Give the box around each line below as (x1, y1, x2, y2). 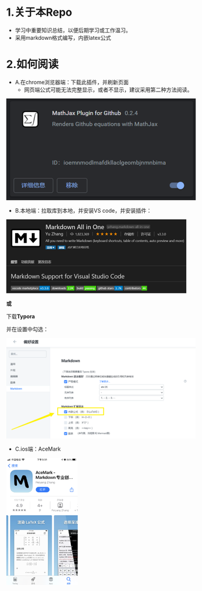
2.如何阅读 (6, 58, 59, 71)
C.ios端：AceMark (14, 445, 61, 452)
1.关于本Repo (6, 5, 72, 19)
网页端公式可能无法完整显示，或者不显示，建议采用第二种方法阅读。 (23, 86, 193, 93)
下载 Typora (6, 313, 35, 320)
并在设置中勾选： (6, 325, 49, 333)
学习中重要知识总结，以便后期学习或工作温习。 (14, 27, 131, 34)
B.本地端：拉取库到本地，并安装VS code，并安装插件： (14, 207, 152, 214)
